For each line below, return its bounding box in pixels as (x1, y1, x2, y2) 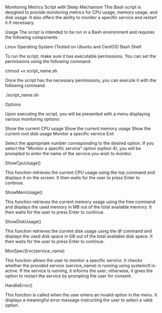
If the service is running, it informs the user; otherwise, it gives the (19, 268, 153, 273)
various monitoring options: (5, 116, 61, 122)
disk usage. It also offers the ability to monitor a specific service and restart (5, 15, 157, 20)
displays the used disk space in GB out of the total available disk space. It (5, 233, 153, 239)
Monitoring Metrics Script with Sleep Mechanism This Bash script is (5, 4, 142, 10)
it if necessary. (5, 20, 35, 25)
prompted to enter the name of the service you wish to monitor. (5, 151, 133, 156)
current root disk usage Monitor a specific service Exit (5, 131, 114, 136)
